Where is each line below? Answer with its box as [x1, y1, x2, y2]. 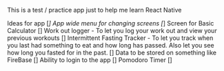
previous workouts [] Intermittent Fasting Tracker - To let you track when [7, 34, 214, 42]
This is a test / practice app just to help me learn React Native [7, 6, 182, 14]
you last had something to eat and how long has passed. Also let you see [7, 41, 215, 49]
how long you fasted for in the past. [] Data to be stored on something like [7, 48, 217, 57]
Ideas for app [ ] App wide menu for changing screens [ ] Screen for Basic [7, 19, 214, 27]
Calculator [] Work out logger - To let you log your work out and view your [7, 27, 217, 34]
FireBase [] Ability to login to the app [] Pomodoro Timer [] [7, 56, 172, 64]
